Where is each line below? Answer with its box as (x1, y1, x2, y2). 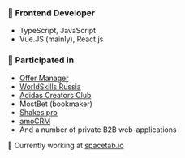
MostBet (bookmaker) (19, 99, 92, 109)
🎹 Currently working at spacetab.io (7, 140, 124, 150)
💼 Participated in (7, 54, 75, 66)
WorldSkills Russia (19, 81, 82, 92)
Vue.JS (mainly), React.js (19, 34, 104, 44)
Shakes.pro (19, 107, 58, 117)
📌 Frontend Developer (7, 7, 96, 19)
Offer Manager (19, 73, 69, 83)
